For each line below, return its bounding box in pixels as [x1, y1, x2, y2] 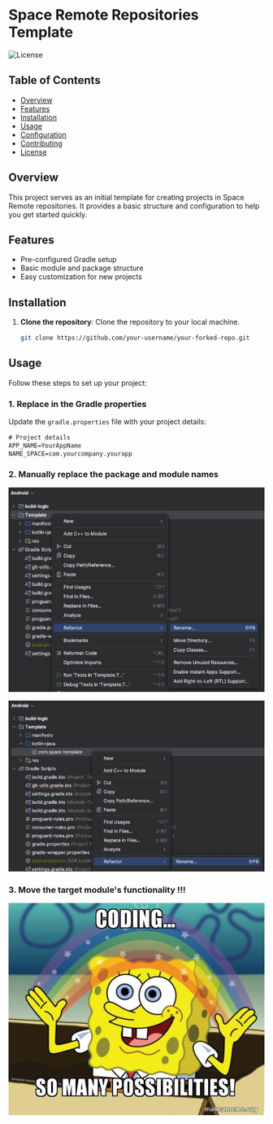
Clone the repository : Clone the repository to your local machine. [19, 317, 240, 327]
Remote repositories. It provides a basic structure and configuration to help [8, 201, 260, 211]
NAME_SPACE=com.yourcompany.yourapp [8, 450, 132, 458]
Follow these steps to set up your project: [8, 378, 148, 387]
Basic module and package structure [19, 263, 144, 273]
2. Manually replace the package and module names [8, 469, 219, 480]
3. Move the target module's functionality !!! [8, 884, 186, 895]
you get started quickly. [8, 209, 88, 219]
